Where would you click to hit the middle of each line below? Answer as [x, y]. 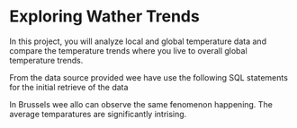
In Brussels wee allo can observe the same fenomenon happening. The [141, 104]
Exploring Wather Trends [104, 17]
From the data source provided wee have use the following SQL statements [148, 77]
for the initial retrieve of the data [69, 87]
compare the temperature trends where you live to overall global [128, 50]
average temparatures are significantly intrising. [98, 114]
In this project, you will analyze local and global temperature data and [138, 41]
